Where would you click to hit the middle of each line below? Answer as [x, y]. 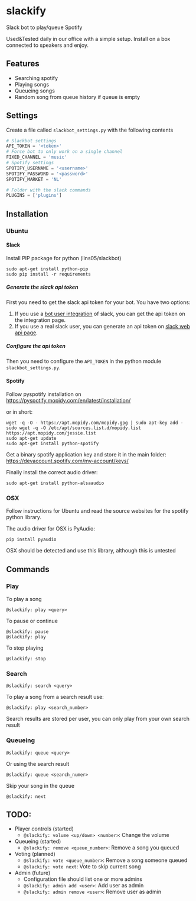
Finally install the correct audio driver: [52, 472]
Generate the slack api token [42, 287]
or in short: [19, 412]
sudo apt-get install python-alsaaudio [55, 483]
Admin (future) [32, 873]
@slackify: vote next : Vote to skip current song [82, 867]
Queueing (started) [38, 841]
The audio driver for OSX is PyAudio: [51, 529]
